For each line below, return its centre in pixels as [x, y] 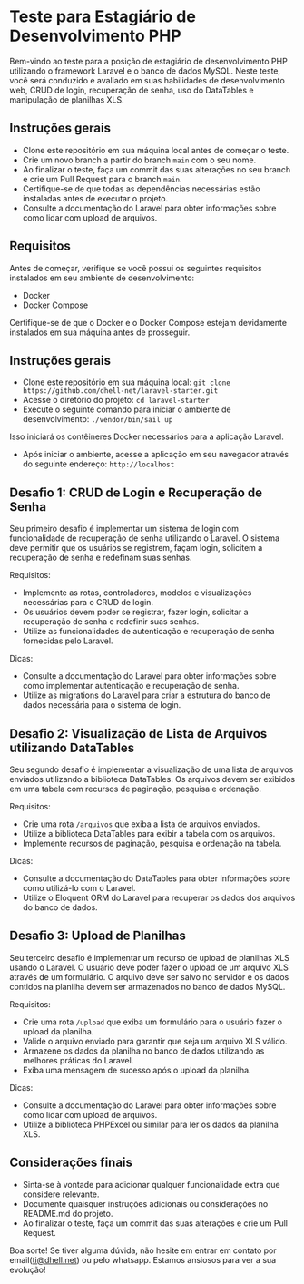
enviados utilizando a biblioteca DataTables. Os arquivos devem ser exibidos [152, 779]
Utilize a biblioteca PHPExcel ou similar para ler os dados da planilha [150, 1124]
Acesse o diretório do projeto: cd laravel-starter [116, 400]
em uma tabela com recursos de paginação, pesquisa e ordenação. [135, 789]
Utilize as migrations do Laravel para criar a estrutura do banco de [146, 695]
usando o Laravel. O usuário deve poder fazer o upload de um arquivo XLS [149, 967]
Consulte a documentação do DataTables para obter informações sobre [157, 878]
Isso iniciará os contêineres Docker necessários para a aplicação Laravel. [147, 436]
